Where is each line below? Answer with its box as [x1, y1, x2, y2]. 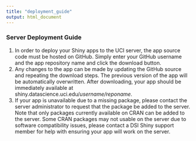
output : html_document [6, 14, 62, 20]
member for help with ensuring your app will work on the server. [14, 127, 171, 135]
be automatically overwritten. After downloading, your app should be [14, 78, 181, 85]
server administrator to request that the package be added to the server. [14, 103, 190, 110]
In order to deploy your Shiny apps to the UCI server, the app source [14, 46, 181, 53]
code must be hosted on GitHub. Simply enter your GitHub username [14, 53, 182, 60]
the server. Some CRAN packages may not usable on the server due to [14, 115, 187, 122]
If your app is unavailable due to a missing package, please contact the [14, 96, 187, 103]
